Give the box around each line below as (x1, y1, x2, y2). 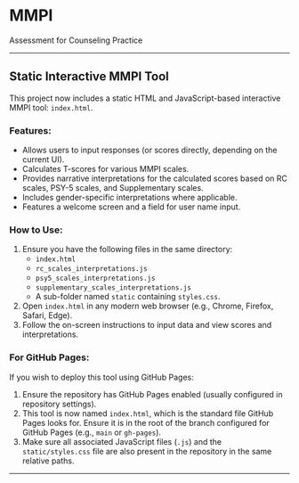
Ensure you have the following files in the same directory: (21, 244, 233, 255)
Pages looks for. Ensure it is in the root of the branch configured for (21, 417, 270, 428)
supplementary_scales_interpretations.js (35, 283, 191, 292)
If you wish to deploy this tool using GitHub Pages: (9, 372, 194, 382)
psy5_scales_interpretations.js (35, 274, 156, 283)
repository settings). (21, 398, 97, 409)
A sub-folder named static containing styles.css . (35, 291, 221, 302)
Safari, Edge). (21, 310, 73, 321)
